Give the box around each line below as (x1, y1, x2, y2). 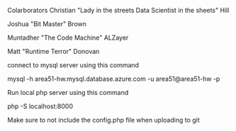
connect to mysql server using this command (7, 61, 140, 69)
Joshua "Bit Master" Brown (7, 20, 87, 28)
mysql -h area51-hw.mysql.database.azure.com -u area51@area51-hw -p (7, 74, 220, 83)
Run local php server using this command (7, 89, 129, 96)
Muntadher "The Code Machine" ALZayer (7, 33, 129, 42)
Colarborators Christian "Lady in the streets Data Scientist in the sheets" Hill (7, 6, 230, 14)
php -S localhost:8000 (7, 102, 73, 110)
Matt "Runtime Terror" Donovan (7, 47, 100, 55)
